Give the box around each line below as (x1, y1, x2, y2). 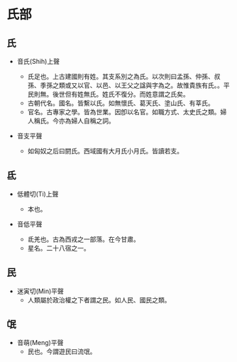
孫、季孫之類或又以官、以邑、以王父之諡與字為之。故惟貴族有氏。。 (27, 81, 224, 89)
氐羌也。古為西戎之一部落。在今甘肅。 (27, 235, 140, 243)
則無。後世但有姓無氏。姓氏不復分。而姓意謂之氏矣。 (33, 90, 189, 98)
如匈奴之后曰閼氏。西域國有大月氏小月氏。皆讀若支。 (27, 147, 184, 155)
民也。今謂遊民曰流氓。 (27, 347, 97, 356)
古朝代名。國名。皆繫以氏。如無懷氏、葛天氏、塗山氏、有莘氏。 (27, 99, 214, 107)
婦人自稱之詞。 (71, 116, 115, 125)
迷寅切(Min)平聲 (16, 287, 65, 295)
